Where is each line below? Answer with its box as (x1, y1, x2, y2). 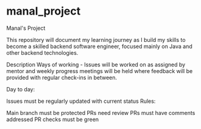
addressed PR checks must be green (6, 116, 99, 123)
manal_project (6, 4, 81, 18)
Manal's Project (6, 24, 46, 32)
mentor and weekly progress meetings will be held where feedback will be (6, 67, 193, 74)
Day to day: (6, 85, 35, 92)
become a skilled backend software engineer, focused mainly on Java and (6, 43, 193, 50)
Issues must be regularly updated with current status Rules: (6, 97, 156, 105)
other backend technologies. (6, 49, 79, 56)
